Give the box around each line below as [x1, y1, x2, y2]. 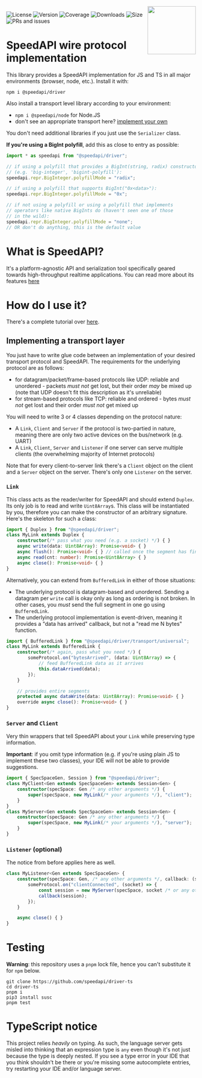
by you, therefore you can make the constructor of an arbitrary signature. [6, 508, 188, 516]
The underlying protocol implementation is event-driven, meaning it [14, 613, 182, 621]
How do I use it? [6, 298, 87, 312]
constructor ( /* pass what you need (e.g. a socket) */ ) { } [17, 537, 171, 544]
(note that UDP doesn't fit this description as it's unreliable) [14, 389, 162, 396]
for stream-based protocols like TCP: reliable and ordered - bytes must [14, 395, 191, 402]
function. [14, 626, 38, 634]
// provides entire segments [17, 688, 90, 694]
